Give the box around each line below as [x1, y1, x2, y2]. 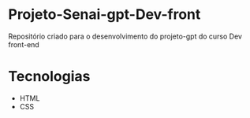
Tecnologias [8, 68, 91, 86]
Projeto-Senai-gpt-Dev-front [8, 6, 201, 24]
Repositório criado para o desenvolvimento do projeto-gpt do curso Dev [8, 31, 243, 41]
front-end [8, 39, 39, 49]
